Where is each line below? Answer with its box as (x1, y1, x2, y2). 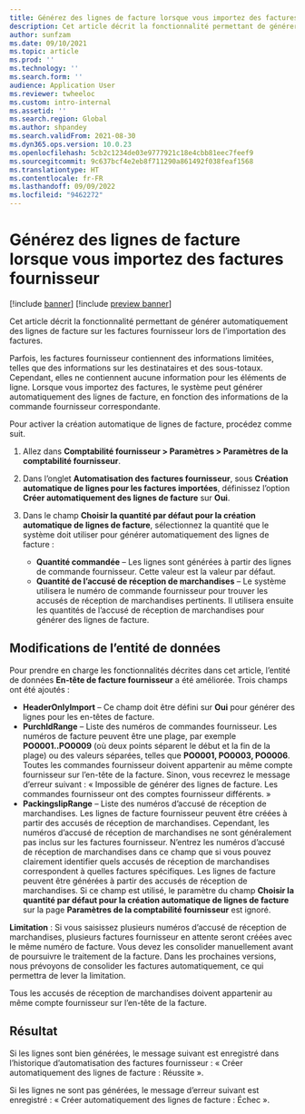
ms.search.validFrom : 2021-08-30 (9, 132, 136, 141)
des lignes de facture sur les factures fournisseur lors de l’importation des (9, 325, 287, 336)
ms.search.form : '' (9, 73, 84, 82)
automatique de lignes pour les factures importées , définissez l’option (22, 482, 290, 493)
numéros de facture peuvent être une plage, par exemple (22, 730, 237, 741)
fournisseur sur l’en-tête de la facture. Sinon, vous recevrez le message (22, 769, 290, 780)
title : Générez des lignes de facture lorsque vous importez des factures (9, 13, 299, 23)
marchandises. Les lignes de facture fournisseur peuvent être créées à (22, 807, 288, 818)
